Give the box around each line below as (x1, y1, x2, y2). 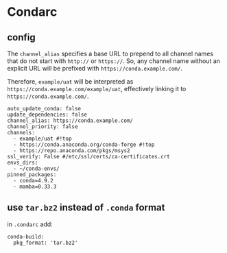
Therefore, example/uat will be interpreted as (7, 77, 134, 86)
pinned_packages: (7, 171, 57, 178)
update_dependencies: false (7, 111, 88, 118)
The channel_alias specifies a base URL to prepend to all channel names (7, 49, 214, 58)
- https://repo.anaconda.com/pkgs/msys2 (13, 147, 130, 154)
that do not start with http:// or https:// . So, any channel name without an (7, 57, 221, 65)
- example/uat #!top (13, 135, 72, 142)
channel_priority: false (7, 123, 78, 130)
